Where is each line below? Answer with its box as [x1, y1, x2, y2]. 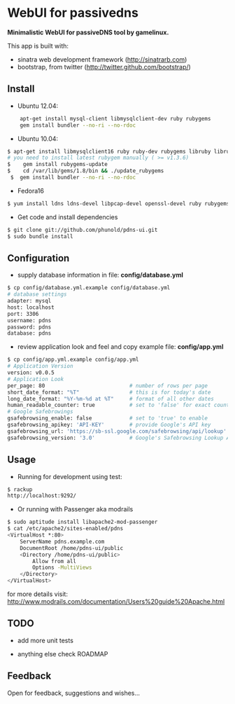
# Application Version [7, 363, 73, 370]
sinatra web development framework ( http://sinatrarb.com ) [17, 55, 187, 64]
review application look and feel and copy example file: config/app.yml [17, 343, 224, 351]
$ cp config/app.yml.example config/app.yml [7, 356, 139, 364]
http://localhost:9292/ [7, 492, 77, 499]
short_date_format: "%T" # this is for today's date [7, 389, 211, 396]
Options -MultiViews [32, 564, 92, 572]
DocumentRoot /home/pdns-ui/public [20, 544, 124, 551]
